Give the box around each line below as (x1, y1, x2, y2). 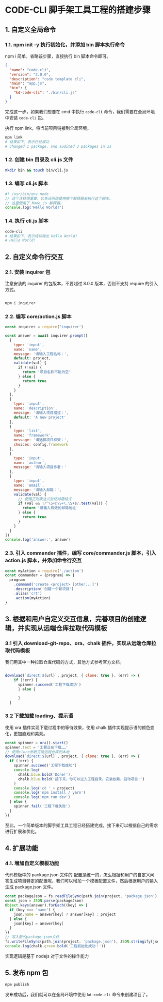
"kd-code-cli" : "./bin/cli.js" (14, 90, 77, 95)
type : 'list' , (14, 429, 42, 433)
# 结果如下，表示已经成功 (5, 139, 49, 144)
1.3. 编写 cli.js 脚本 (5, 180, 49, 187)
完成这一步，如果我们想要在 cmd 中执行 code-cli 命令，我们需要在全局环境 (5, 108, 155, 115)
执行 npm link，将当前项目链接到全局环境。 (5, 125, 91, 131)
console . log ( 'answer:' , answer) (5, 537, 70, 542)
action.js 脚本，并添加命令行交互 (5, 557, 82, 564)
